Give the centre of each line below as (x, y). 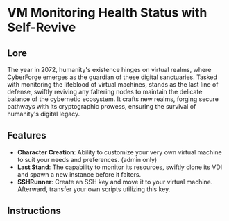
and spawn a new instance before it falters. (79, 174)
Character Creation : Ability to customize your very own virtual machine (119, 152)
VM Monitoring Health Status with (107, 13)
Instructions (34, 211)
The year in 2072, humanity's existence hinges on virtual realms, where (109, 70)
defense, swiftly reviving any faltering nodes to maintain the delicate (105, 92)
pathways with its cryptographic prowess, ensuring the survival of (102, 106)
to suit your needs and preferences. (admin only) (87, 159)
